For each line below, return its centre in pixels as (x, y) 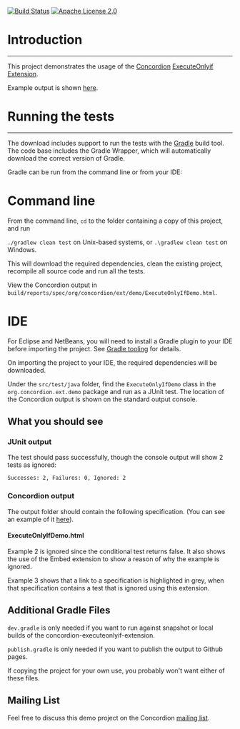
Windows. (22, 249)
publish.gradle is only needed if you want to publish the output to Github (115, 649)
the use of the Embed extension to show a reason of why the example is (114, 559)
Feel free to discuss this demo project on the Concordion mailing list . (109, 718)
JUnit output (30, 442)
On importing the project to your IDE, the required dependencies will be (112, 362)
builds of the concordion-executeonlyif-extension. (81, 635)
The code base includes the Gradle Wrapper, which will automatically (109, 151)
